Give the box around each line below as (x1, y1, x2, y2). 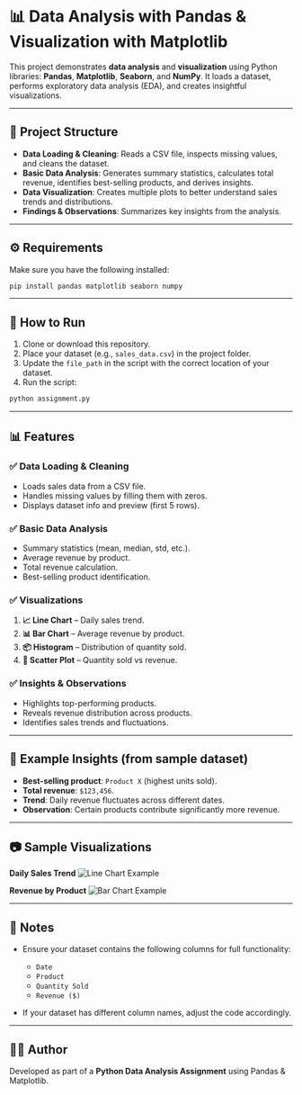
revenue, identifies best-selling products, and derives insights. (22, 176, 254, 188)
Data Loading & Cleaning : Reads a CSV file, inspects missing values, (22, 148, 279, 159)
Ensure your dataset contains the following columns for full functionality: (22, 944, 291, 955)
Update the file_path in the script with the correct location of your (22, 358, 270, 369)
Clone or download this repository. (22, 338, 151, 350)
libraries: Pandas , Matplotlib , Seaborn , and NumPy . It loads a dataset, (9, 70, 271, 81)
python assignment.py (9, 394, 91, 404)
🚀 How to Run (9, 315, 86, 330)
